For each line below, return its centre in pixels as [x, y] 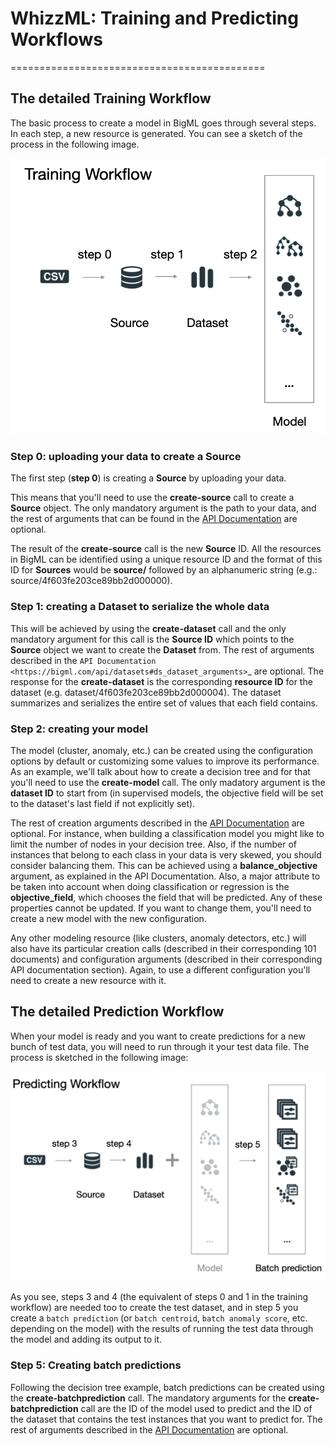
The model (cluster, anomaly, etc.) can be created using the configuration [161, 750]
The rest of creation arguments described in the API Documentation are [157, 823]
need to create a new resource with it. [88, 980]
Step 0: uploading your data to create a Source [126, 456]
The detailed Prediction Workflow [117, 1012]
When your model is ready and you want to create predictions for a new [158, 1036]
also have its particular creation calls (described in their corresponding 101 [163, 948]
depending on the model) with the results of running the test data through [162, 1329]
